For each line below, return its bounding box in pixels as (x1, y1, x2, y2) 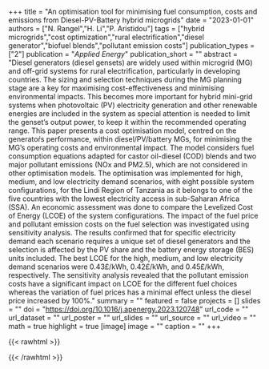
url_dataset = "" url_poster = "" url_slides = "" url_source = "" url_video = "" (8, 313, 256, 323)
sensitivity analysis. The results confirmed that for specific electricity (8, 228, 236, 237)
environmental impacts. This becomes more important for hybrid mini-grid (8, 92, 253, 101)
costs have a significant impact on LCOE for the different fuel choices (8, 279, 238, 288)
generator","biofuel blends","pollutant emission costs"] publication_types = (8, 41, 255, 50)
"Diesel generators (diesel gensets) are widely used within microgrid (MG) (8, 58, 253, 67)
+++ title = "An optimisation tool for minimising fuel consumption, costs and (8, 7, 258, 16)
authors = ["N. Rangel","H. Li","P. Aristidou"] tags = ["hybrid (8, 24, 206, 33)
